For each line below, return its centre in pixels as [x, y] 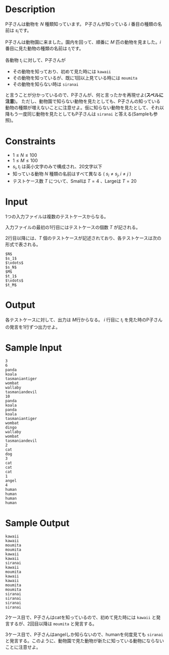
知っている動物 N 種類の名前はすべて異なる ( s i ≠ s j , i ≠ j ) [72, 174]
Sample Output [37, 523]
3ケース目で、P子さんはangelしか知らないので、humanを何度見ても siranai [84, 635]
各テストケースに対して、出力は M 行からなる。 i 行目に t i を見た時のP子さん [84, 320]
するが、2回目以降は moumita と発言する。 [53, 624]
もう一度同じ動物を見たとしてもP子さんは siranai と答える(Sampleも [81, 114]
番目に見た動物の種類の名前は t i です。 [44, 49]
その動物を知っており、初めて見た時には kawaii [62, 71]
